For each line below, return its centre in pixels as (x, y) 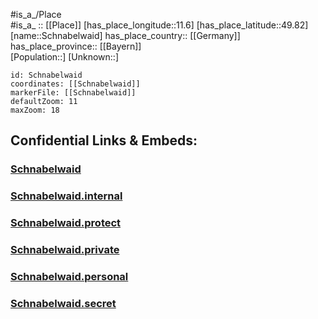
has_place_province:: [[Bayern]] (76, 46)
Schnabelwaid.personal (69, 276)
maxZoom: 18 (35, 110)
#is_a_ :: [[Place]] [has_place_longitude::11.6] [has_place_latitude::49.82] (159, 25)
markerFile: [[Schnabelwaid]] (73, 93)
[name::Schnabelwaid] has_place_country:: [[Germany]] (125, 35)
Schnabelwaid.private (65, 250)
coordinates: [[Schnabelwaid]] (75, 84)
